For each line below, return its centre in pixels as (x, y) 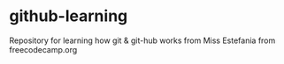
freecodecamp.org (43, 49)
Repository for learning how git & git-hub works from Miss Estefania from (142, 40)
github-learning (69, 16)
